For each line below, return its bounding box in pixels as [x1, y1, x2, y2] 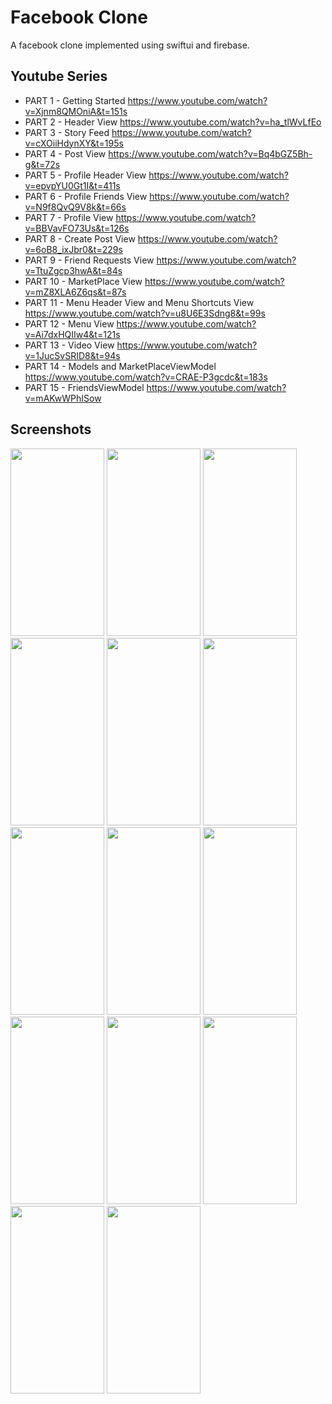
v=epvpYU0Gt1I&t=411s [24, 179, 121, 191]
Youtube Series [10, 68, 108, 85]
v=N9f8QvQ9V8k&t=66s [24, 201, 127, 213]
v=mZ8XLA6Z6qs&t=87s [24, 286, 127, 298]
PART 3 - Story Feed [24, 126, 110, 138]
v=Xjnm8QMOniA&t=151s [24, 105, 128, 117]
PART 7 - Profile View [24, 211, 114, 223]
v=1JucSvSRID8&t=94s [24, 349, 121, 361]
